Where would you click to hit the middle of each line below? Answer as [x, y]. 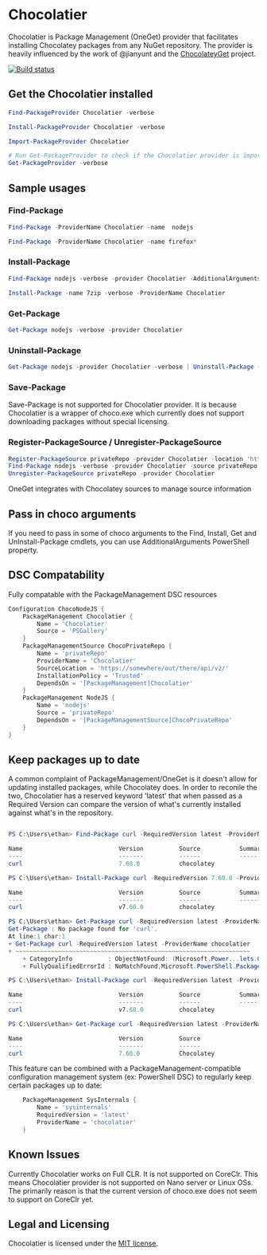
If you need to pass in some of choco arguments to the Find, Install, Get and [132, 533]
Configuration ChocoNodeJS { [56, 609]
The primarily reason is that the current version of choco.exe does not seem [133, 1190]
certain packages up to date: [55, 1085]
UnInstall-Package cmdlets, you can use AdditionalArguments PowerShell [129, 541]
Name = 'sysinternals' [74, 1107]
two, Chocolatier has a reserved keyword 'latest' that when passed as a [125, 796]
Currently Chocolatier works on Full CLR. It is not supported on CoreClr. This [133, 1174]
